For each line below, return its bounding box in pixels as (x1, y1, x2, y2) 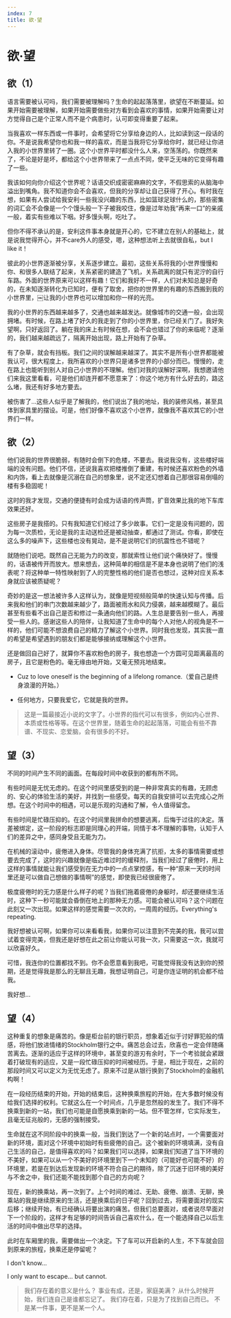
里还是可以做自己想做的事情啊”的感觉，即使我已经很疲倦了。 (7, 873, 179, 881)
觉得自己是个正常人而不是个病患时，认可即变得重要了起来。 (12, 114, 182, 122)
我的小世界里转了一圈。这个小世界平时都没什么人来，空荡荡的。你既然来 (12, 146, 218, 155)
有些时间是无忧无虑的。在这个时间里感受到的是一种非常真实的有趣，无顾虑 (7, 784, 218, 792)
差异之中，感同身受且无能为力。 (19, 833, 110, 841)
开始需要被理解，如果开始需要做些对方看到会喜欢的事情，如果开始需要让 (12, 106, 218, 114)
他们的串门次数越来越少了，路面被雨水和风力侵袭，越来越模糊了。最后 (25, 600, 224, 608)
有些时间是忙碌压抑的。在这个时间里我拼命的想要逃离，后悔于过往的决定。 (7, 815, 218, 824)
